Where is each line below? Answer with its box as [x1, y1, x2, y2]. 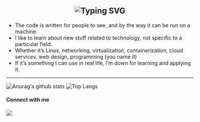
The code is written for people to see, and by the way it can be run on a [14, 21, 190, 28]
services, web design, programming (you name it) [14, 53, 137, 60]
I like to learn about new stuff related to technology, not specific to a [14, 34, 183, 41]
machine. [14, 28, 38, 35]
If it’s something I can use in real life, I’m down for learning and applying [14, 59, 192, 66]
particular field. [14, 40, 52, 47]
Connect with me [6, 96, 49, 104]
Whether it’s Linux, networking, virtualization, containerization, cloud [14, 47, 183, 54]
